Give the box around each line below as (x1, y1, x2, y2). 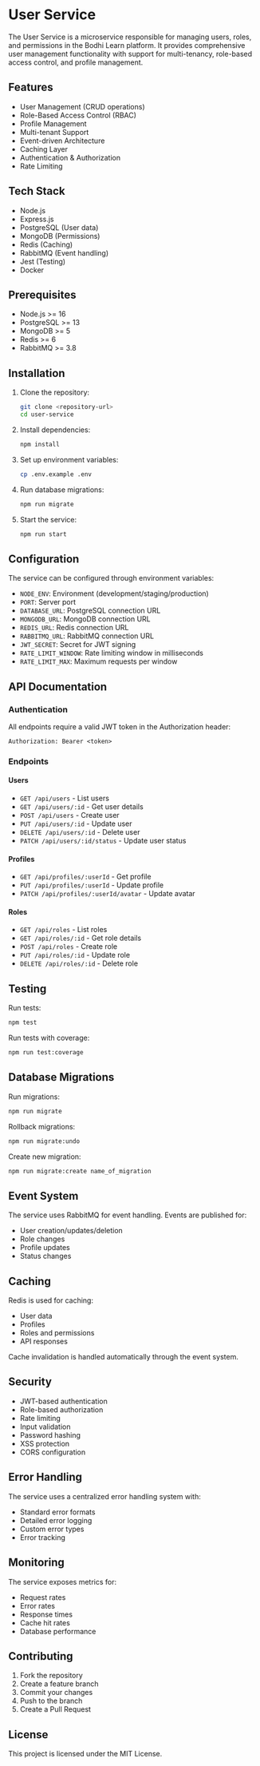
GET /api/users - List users (19, 793, 110, 804)
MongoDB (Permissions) (19, 231, 100, 240)
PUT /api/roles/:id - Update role (19, 950, 130, 960)
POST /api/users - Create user (19, 811, 120, 820)
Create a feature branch (19, 1679, 99, 1689)
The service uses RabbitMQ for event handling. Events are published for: (8, 1210, 247, 1220)
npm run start (19, 530, 67, 538)
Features (8, 81, 53, 94)
